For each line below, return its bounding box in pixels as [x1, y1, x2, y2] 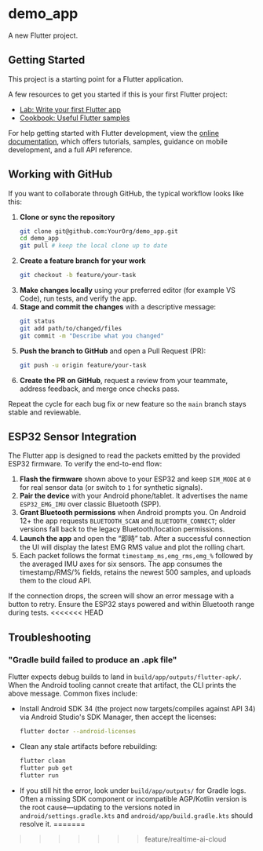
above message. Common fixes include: [8, 688, 138, 699]
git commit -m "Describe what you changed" [19, 331, 165, 340]
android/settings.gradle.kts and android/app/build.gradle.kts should [19, 810, 254, 820]
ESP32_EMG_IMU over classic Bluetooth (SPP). [19, 499, 162, 509]
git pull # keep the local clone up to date [19, 242, 168, 250]
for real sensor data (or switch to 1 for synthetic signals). [19, 483, 203, 492]
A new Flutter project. [8, 31, 79, 40]
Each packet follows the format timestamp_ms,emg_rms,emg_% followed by [19, 551, 254, 561]
